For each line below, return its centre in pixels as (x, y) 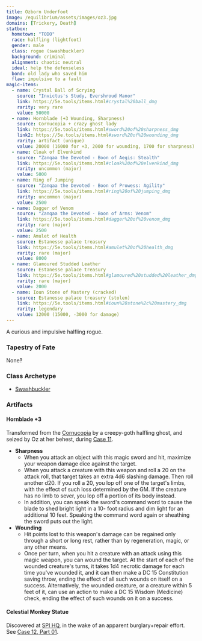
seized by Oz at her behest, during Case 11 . (60, 439)
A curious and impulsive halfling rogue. (55, 332)
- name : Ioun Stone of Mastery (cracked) (64, 292)
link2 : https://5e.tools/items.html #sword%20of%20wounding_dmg (98, 135)
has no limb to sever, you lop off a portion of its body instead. (100, 496)
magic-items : (23, 85)
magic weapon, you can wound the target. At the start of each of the (109, 560)
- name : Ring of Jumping (43, 180)
